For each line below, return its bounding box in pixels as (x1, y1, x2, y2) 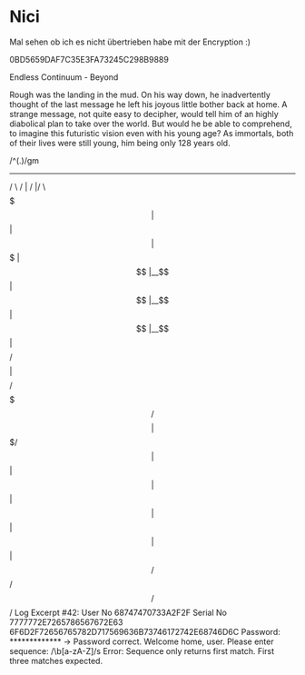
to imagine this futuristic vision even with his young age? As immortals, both (9, 127, 294, 138)
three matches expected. (9, 655, 103, 666)
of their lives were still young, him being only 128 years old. (9, 137, 231, 148)
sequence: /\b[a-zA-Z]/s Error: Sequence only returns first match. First (9, 645, 275, 656)
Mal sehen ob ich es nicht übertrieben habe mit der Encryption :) (9, 36, 251, 47)
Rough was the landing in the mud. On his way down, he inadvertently (9, 89, 271, 100)
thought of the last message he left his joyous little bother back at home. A (9, 98, 288, 110)
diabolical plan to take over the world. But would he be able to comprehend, (9, 118, 292, 129)
